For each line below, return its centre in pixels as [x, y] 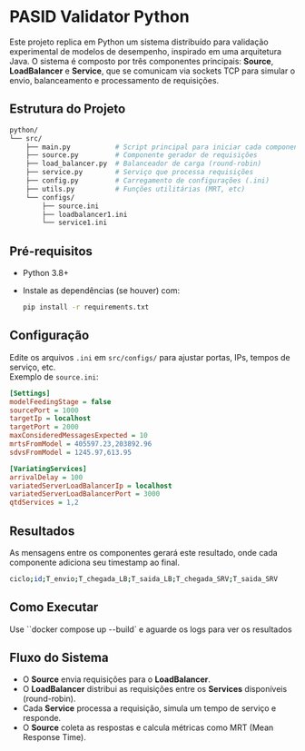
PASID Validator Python [99, 17]
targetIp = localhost [50, 419]
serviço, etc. [33, 367]
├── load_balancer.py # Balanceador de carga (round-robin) [143, 164]
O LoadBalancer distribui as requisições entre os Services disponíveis [155, 689]
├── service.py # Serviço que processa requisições [140, 173]
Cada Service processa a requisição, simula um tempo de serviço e [149, 708]
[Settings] [30, 393]
